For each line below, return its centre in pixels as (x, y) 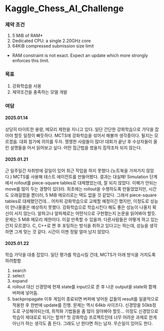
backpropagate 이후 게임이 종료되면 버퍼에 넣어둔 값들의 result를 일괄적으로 (85, 299)
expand (20, 281)
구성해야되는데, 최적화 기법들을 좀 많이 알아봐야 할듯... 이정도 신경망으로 (90, 311)
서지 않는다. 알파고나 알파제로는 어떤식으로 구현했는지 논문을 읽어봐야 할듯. (85, 214)
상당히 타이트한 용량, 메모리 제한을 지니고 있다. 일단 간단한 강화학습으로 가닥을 (80, 129)
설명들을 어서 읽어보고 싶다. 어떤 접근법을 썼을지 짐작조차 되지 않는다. (76, 148)
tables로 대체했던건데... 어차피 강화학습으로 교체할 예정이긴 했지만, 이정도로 (77, 201)
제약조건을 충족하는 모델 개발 (40, 92)
